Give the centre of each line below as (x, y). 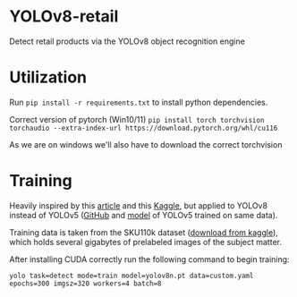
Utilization (48, 77)
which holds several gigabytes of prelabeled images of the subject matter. (145, 242)
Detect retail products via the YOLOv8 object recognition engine (127, 41)
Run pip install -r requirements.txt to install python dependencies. (139, 102)
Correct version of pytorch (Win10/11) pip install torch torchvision (137, 119)
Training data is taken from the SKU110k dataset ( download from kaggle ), (144, 232)
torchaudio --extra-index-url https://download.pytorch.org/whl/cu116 (144, 128)
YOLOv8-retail (64, 17)
